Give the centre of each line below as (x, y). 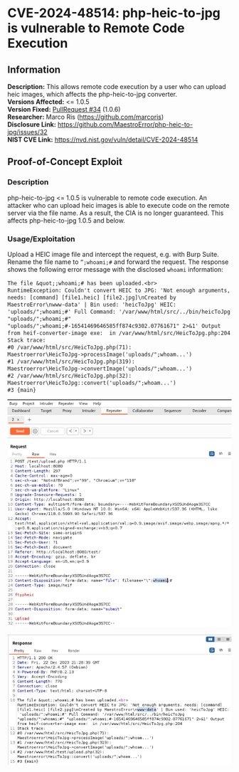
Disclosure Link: (32, 125)
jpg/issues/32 (27, 132)
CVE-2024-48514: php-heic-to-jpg (114, 13)
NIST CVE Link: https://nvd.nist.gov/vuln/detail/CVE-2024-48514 (103, 139)
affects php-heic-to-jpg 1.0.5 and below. (67, 220)
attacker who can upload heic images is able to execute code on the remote (118, 205)
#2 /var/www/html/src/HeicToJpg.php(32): (70, 376)
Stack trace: (27, 340)
